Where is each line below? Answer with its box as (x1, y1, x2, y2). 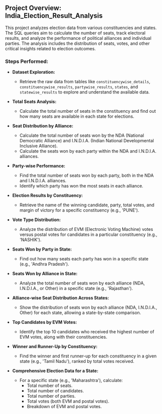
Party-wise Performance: (12, 163, 65, 169)
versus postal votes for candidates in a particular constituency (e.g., (19, 231, 158, 238)
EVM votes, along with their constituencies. (19, 334, 108, 340)
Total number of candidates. (27, 388, 84, 394)
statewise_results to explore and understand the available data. (19, 89, 150, 95)
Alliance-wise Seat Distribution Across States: (12, 295, 109, 301)
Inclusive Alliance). (19, 143, 58, 149)
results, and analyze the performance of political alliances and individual (5, 35, 152, 41)
